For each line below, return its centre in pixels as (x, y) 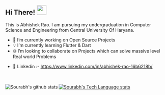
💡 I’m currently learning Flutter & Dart (52, 45)
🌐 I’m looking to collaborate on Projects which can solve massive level (86, 51)
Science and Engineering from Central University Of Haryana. (70, 30)
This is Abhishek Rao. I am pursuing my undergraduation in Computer (78, 25)
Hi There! (20, 12)
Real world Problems (34, 57)
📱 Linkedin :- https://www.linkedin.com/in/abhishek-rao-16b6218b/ (82, 66)
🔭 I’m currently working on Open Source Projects (64, 40)
